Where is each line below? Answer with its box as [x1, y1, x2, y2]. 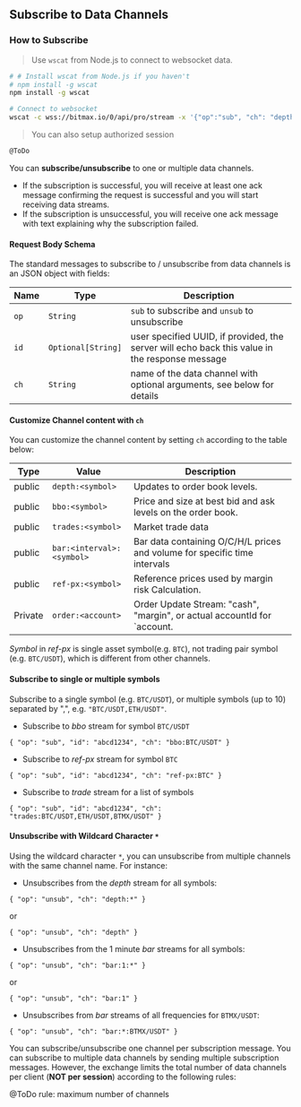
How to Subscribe [9, 34, 89, 47]
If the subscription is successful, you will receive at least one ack [21, 179, 262, 191]
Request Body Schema [9, 238, 96, 249]
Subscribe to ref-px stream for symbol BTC [21, 753, 178, 765]
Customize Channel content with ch [9, 414, 144, 425]
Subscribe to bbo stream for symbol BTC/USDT [21, 721, 190, 731]
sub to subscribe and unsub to [130, 305, 254, 317]
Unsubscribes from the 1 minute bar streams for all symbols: [21, 943, 245, 954]
